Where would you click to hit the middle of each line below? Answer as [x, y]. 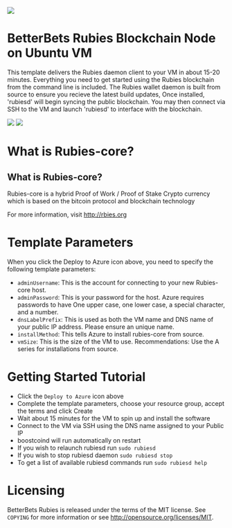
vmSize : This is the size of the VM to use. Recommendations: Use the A [118, 341]
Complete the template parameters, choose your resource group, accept [121, 403]
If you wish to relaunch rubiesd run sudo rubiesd [86, 448]
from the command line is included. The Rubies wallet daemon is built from [114, 87]
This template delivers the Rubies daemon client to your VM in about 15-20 [114, 72]
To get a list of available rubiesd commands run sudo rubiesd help [112, 462]
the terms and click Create [55, 411]
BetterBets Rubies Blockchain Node [111, 39]
